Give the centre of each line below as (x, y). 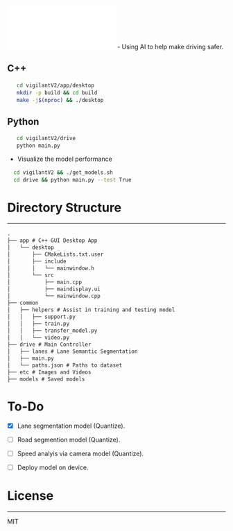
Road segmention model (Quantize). (69, 439)
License (31, 496)
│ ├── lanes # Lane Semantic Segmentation (72, 351)
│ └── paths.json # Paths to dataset (65, 365)
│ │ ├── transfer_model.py (52, 331)
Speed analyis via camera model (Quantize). (80, 453)
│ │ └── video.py (38, 338)
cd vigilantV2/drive (46, 139)
